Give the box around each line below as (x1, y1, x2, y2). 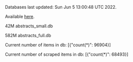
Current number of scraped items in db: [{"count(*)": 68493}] (5, 51, 129, 57)
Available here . (5, 14, 35, 19)
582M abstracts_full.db (5, 33, 51, 38)
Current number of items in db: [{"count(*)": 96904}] (5, 42, 111, 48)
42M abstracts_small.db (5, 23, 53, 29)
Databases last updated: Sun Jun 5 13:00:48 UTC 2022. (5, 4, 117, 10)
